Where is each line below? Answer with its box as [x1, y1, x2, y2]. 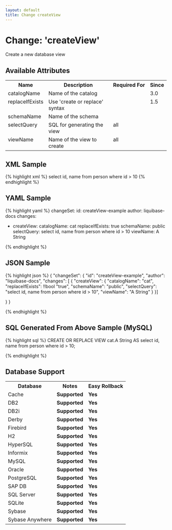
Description [63, 82, 93, 89]
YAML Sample [5, 194, 51, 203]
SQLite [8, 499, 24, 506]
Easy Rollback [88, 383, 124, 390]
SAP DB [8, 483, 27, 490]
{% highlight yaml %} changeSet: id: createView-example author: [5, 207, 143, 214]
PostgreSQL [8, 475, 37, 482]
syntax [48, 105, 65, 112]
